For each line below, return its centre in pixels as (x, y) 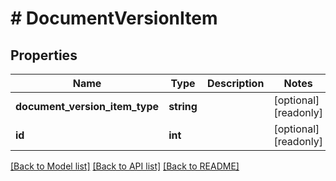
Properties (44, 55)
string (183, 106)
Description (235, 83)
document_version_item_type (87, 106)
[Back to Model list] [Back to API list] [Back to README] (125, 166)
